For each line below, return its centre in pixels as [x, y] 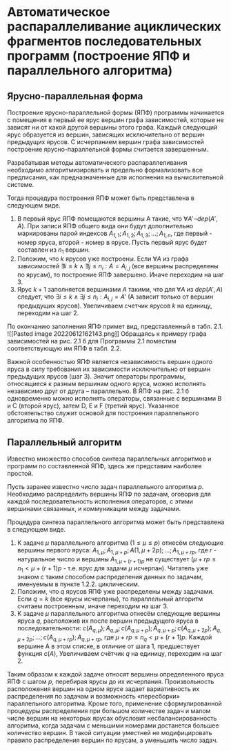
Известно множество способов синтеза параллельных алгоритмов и [109, 459]
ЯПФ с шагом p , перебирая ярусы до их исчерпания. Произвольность [111, 681]
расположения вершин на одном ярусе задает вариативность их [103, 689]
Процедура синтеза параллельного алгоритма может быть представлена [116, 522]
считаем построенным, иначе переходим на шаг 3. [93, 606]
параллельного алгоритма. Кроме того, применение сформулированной [114, 703]
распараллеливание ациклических [114, 27]
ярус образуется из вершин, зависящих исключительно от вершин [106, 134]
